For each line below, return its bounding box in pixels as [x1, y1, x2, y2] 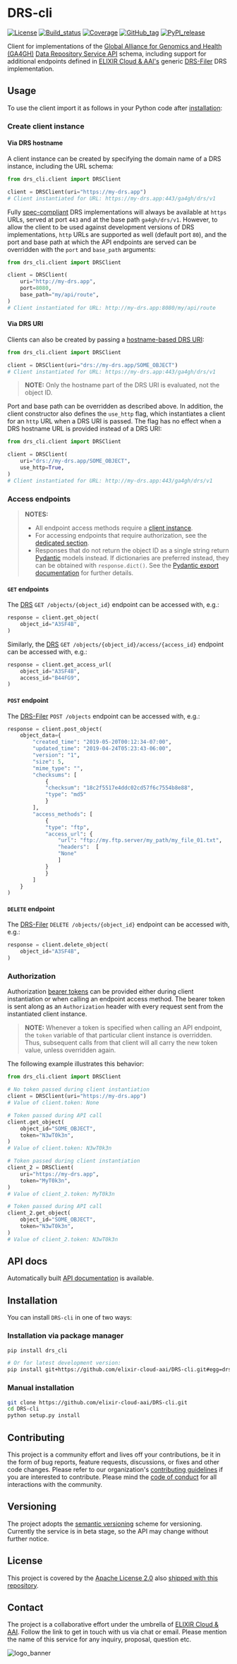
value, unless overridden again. [24, 1046, 116, 1054]
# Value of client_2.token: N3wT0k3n [7, 1236, 119, 1243]
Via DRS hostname [7, 139, 63, 147]
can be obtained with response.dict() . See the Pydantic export [35, 561, 219, 569]
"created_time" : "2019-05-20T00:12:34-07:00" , [32, 739, 172, 746]
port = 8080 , [20, 284, 52, 292]
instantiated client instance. [7, 1010, 87, 1018]
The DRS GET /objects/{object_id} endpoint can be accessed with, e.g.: [7, 601, 220, 609]
